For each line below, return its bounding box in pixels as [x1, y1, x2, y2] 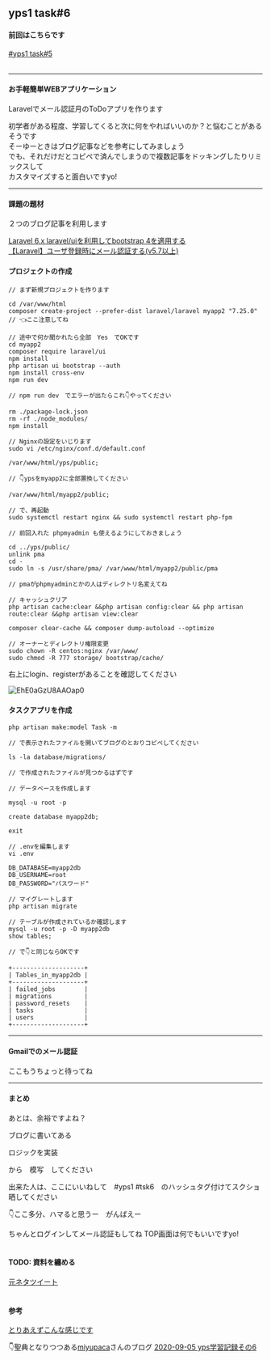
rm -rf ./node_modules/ [8, 415, 89, 423]
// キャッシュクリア [8, 596, 68, 604]
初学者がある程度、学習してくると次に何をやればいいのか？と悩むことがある [8, 121, 262, 130]
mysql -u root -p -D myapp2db [8, 926, 110, 934]
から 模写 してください [8, 1164, 94, 1174]
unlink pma [8, 550, 45, 559]
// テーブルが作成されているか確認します [8, 918, 127, 926]
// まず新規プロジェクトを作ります [8, 286, 110, 294]
